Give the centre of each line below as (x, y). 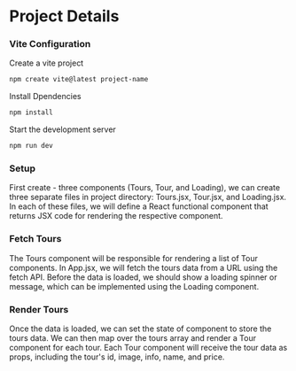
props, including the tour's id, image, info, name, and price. (117, 357)
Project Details (64, 16)
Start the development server (63, 129)
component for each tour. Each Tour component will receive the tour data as (148, 348)
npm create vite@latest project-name (79, 80)
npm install (31, 112)
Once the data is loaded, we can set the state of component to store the (140, 328)
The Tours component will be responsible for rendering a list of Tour (134, 258)
